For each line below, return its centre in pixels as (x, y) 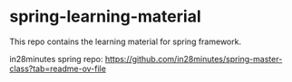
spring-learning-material (105, 17)
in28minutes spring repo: (56, 59)
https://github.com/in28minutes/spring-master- (194, 59)
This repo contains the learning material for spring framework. (126, 41)
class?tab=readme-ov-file (58, 68)
